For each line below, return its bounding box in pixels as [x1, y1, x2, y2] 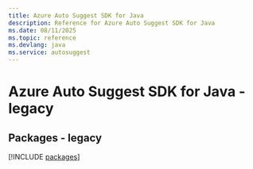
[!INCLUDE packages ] [8, 152, 80, 161]
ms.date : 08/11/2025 [8, 26, 77, 34]
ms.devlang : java [8, 41, 66, 49]
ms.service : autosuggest [8, 48, 91, 56]
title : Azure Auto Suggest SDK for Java [8, 11, 145, 20]
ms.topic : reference [8, 33, 77, 42]
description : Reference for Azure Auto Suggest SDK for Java [8, 19, 216, 27]
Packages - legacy [8, 131, 102, 144]
